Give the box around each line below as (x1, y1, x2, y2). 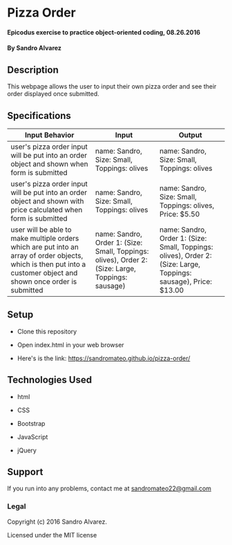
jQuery (17, 446, 37, 454)
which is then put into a (10, 259, 86, 269)
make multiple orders (10, 234, 79, 243)
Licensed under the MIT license (7, 530, 97, 539)
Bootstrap (17, 419, 46, 427)
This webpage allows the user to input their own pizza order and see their (7, 82, 217, 91)
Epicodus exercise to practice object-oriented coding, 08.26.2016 (7, 28, 201, 36)
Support (7, 466, 43, 478)
